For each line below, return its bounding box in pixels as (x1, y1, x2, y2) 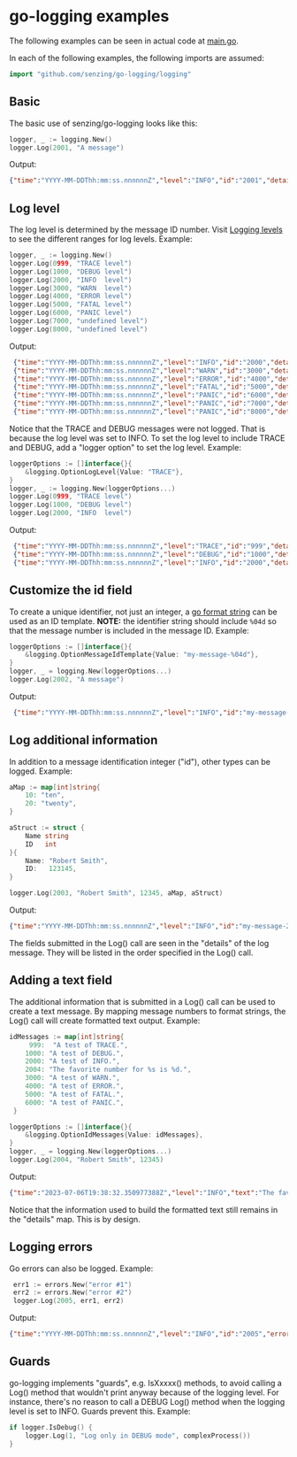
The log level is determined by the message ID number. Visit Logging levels (9, 224, 283, 235)
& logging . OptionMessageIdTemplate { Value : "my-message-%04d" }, (25, 651, 259, 659)
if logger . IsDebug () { (9, 1422, 93, 1431)
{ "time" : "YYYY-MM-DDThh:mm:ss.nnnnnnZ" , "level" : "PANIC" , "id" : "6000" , (12, 391, 275, 400)
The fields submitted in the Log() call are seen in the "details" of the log (9, 937, 270, 948)
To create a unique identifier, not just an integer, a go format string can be (9, 606, 278, 617)
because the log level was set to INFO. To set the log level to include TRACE (9, 432, 286, 443)
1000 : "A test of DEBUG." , (25, 1049, 125, 1058)
